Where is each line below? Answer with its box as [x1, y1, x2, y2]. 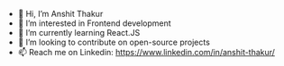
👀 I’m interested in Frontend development [17, 18, 171, 29]
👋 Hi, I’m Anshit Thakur [17, 9, 104, 19]
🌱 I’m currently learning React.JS [17, 28, 141, 37]
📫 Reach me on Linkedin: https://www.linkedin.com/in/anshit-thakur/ [17, 47, 275, 57]
